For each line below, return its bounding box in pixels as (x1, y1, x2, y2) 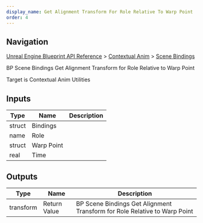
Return (43, 199, 62, 208)
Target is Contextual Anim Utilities (6, 76, 91, 83)
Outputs (6, 171, 38, 181)
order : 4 (6, 14, 28, 20)
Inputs (6, 93, 31, 104)
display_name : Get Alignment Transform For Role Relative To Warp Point (6, 8, 193, 15)
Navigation (6, 37, 48, 47)
